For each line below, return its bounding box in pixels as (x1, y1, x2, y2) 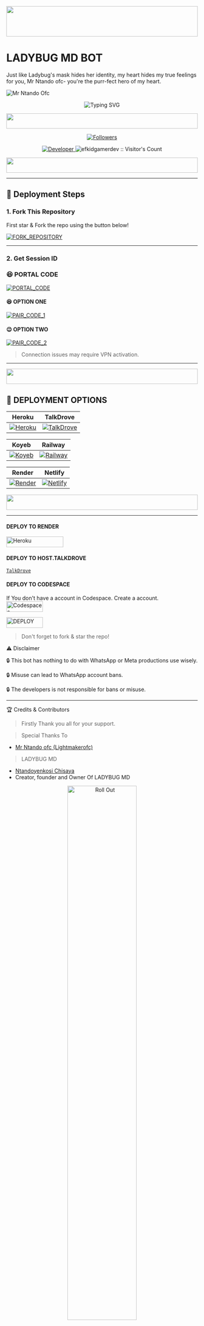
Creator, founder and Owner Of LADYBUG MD (15, 773, 131, 781)
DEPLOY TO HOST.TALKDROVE (6, 554, 87, 561)
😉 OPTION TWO (6, 326, 49, 333)
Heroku (12, 413, 34, 421)
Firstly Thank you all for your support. (21, 720, 115, 727)
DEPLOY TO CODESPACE (6, 581, 70, 588)
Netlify (44, 469, 65, 477)
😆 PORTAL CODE (6, 270, 59, 279)
